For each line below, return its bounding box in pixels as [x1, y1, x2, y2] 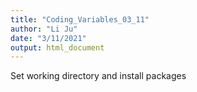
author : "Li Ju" [10, 24, 78, 34]
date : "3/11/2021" [10, 33, 87, 43]
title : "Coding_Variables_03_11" [10, 14, 150, 25]
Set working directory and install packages [10, 70, 187, 82]
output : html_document [10, 42, 105, 53]
